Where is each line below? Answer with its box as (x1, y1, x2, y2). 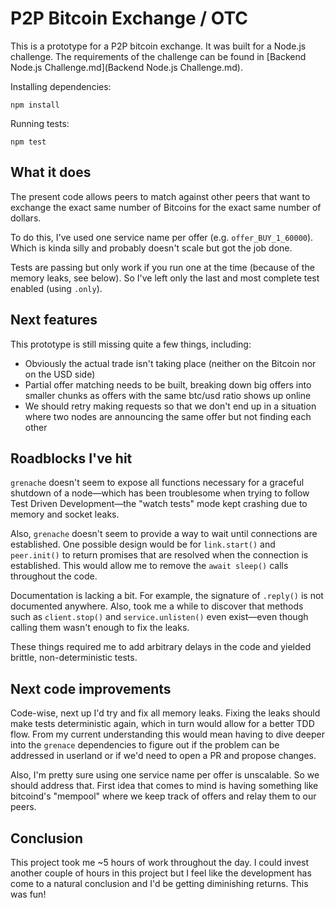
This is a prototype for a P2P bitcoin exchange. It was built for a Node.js (10, 40, 307, 52)
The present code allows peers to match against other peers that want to (10, 190, 311, 202)
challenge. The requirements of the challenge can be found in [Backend (10, 50, 307, 62)
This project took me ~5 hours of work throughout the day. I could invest (10, 857, 310, 868)
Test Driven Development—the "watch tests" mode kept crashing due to (10, 498, 308, 510)
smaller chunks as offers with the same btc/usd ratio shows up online (24, 389, 312, 401)
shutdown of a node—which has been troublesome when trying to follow (10, 487, 310, 499)
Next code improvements (10, 680, 172, 697)
